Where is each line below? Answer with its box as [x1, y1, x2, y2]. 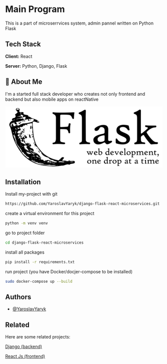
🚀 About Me [5, 78, 42, 86]
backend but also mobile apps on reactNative [5, 96, 99, 102]
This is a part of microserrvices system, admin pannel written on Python [5, 20, 154, 26]
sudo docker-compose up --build [5, 279, 72, 284]
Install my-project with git [5, 191, 57, 197]
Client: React [5, 53, 32, 59]
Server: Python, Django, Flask [5, 63, 67, 69]
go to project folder [5, 230, 45, 236]
